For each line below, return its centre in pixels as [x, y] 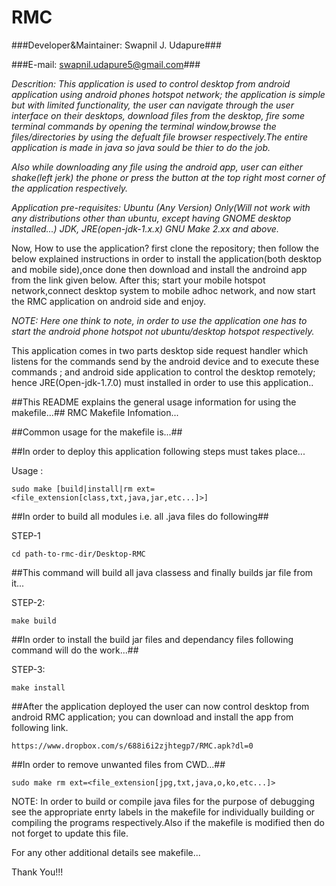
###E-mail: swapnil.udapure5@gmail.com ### [106, 64]
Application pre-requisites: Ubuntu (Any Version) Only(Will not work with [161, 207]
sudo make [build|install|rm [72, 489]
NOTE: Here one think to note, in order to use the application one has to [159, 320]
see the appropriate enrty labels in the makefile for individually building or [163, 812]
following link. [40, 727]
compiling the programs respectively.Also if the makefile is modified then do [168, 822]
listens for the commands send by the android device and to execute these [165, 361]
